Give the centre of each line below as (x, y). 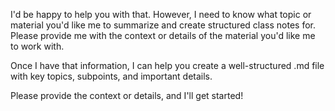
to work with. (37, 46)
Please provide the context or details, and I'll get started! (127, 95)
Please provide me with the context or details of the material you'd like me (163, 35)
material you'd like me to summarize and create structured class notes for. (163, 25)
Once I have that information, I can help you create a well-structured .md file (167, 65)
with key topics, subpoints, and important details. (111, 76)
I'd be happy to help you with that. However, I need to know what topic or (161, 14)
